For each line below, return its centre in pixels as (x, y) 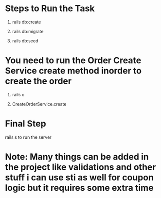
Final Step (26, 124)
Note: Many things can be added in (77, 157)
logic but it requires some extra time (80, 188)
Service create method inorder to (73, 71)
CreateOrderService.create (39, 104)
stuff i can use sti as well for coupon (80, 178)
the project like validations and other (80, 167)
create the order (38, 81)
